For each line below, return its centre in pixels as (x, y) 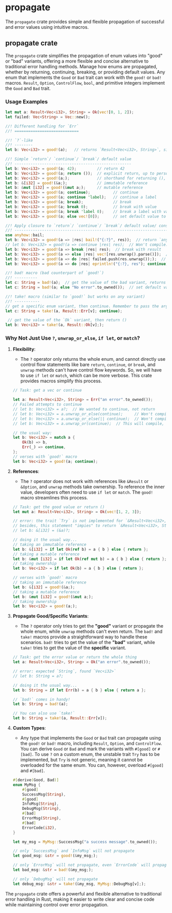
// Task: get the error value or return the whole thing (75, 657)
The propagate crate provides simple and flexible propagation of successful (85, 22)
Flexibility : (24, 349)
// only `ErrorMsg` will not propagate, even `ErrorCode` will (82, 865)
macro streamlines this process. (54, 497)
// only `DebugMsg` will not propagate (55, 879)
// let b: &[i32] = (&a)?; (41, 531)
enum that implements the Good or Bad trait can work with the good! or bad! (84, 77)
